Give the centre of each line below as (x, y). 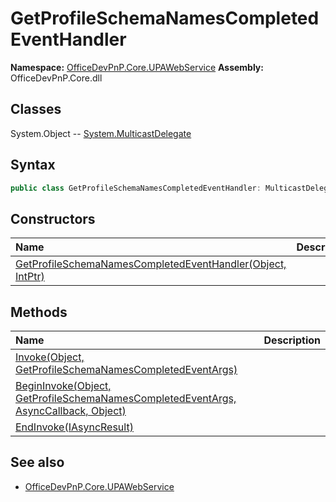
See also (37, 462)
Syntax (33, 165)
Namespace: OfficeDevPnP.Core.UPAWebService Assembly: (137, 67)
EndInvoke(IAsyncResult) (74, 427)
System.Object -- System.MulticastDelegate (101, 133)
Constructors (53, 218)
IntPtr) (30, 277)
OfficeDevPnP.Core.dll (56, 78)
